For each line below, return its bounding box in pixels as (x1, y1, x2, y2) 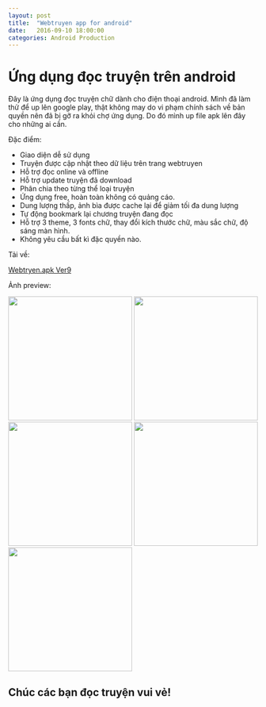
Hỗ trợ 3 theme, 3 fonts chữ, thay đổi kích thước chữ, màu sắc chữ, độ (19, 217, 249, 227)
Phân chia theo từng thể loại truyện (19, 184, 135, 194)
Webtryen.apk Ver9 (8, 265, 72, 275)
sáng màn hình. (19, 226, 70, 236)
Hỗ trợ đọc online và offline (19, 167, 109, 177)
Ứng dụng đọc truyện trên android (8, 68, 236, 86)
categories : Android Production (8, 33, 115, 42)
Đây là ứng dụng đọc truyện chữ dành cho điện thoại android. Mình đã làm (8, 94, 251, 104)
